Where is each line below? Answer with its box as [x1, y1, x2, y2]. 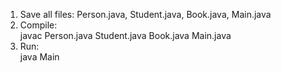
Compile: [19, 19, 58, 31]
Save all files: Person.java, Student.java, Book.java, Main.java [19, 9, 272, 20]
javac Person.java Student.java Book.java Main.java [19, 30, 232, 41]
